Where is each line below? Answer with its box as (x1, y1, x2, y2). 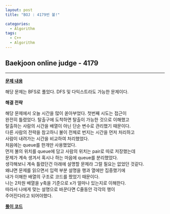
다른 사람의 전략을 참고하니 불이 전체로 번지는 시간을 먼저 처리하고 (5, 129, 135, 135)
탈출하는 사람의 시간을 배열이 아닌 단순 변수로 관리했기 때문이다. (5, 123, 131, 129)
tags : (5, 31, 17, 36)
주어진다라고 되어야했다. (5, 192, 53, 198)
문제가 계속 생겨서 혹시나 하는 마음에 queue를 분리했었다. (5, 154, 118, 160)
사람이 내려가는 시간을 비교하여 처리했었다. (5, 135, 90, 141)
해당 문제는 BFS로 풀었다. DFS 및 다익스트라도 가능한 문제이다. (5, 88, 129, 94)
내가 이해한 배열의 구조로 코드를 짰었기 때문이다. (5, 173, 100, 180)
